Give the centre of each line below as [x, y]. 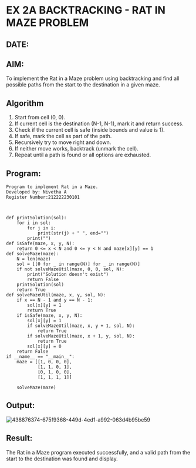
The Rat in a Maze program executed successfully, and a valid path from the [98, 452]
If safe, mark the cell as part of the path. [63, 136]
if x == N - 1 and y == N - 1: [55, 300]
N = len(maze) [34, 259]
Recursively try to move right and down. [63, 142]
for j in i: [42, 228]
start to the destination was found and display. [62, 459]
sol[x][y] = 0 [44, 347]
